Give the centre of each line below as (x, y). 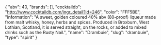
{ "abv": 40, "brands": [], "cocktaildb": (43, 7)
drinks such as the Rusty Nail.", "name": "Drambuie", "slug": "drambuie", (77, 32)
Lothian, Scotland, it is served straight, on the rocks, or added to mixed (76, 27)
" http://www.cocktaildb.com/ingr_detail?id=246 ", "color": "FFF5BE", (73, 12)
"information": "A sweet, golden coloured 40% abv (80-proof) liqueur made (80, 17)
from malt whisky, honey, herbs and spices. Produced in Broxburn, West (77, 22)
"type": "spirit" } (21, 37)
